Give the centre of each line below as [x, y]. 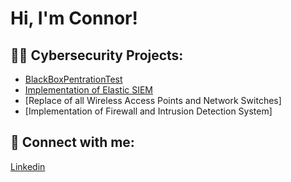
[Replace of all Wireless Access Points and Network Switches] [153, 100]
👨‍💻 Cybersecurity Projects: [97, 55]
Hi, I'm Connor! [74, 18]
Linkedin [28, 166]
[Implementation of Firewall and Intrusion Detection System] [148, 111]
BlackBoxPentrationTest [73, 79]
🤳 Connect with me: [72, 142]
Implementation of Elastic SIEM [89, 90]
